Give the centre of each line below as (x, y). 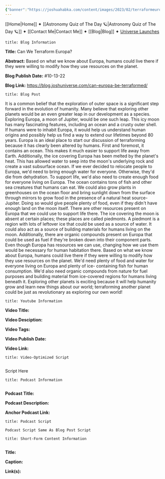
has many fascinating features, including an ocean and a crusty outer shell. (81, 124)
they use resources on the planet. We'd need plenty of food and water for (79, 260)
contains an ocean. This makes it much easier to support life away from (77, 150)
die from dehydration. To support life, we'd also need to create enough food (82, 177)
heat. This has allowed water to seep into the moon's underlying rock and (79, 161)
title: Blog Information (30, 42)
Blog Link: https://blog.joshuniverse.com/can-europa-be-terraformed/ (76, 85)
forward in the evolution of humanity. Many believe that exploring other (77, 108)
